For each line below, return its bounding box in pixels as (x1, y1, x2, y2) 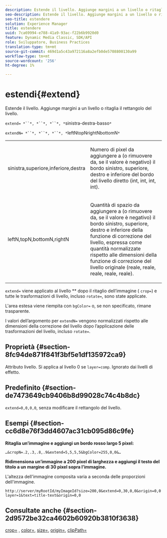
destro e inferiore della (90, 226, 143, 233)
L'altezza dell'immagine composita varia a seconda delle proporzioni (5, 473, 146, 479)
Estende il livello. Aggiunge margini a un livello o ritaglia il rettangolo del (5, 105, 152, 111)
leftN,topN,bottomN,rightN (7, 236, 70, 243)
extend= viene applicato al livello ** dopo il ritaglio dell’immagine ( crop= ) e (5, 288, 158, 294)
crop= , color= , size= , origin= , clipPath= (5, 527, 87, 534)
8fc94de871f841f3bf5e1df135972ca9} (5, 351, 126, 359)
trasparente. (5, 308, 30, 314)
